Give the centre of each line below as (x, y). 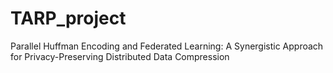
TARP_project (68, 18)
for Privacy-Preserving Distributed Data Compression (120, 56)
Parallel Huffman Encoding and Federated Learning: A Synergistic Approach (167, 46)
